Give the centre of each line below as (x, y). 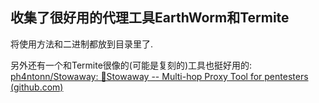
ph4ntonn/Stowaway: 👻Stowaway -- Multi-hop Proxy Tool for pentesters (159, 76)
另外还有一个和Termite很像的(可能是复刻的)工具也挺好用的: (131, 65)
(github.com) (37, 87)
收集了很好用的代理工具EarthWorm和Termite (150, 18)
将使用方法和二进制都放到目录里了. (82, 44)
